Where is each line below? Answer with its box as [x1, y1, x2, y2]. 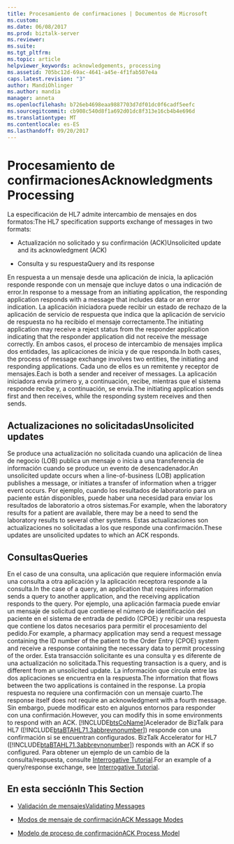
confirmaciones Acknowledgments [7, 172, 213, 188]
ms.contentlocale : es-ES [7, 120, 80, 128]
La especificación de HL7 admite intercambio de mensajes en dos [7, 210, 197, 219]
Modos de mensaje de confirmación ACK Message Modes [17, 815, 184, 824]
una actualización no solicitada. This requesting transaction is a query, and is [7, 659, 227, 667]
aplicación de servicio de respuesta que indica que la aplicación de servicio [7, 310, 226, 319]
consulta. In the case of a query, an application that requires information [7, 585, 213, 593]
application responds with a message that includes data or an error [7, 295, 200, 304]
